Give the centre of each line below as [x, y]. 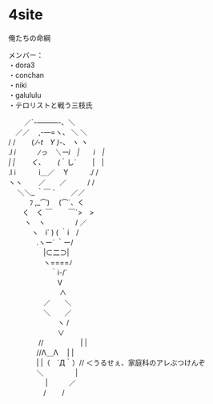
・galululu [25, 95]
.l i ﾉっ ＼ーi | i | [56, 152]
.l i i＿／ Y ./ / [53, 172]
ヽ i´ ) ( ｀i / [55, 232]
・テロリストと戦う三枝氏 [50, 105]
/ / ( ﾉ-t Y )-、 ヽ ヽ [48, 142]
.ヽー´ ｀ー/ [54, 242]
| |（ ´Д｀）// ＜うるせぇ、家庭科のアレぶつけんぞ [121, 362]
